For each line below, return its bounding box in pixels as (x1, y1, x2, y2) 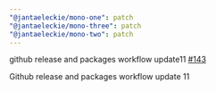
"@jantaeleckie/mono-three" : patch (9, 21, 142, 30)
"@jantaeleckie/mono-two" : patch (9, 29, 134, 38)
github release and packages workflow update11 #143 (9, 54, 207, 65)
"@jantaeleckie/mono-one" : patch (9, 12, 134, 22)
